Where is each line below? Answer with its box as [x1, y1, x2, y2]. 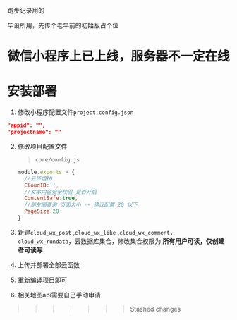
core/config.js [35, 156, 80, 164]
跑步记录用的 [7, 6, 44, 14]
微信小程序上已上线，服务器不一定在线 [7, 49, 231, 65]
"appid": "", [7, 122, 46, 129]
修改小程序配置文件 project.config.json [17, 108, 134, 116]
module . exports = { [17, 168, 75, 176]
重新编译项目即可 [17, 276, 68, 284]
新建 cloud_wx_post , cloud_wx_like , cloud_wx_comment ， [17, 228, 176, 236]
